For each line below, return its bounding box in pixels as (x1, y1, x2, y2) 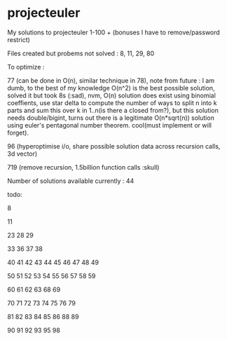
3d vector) (7, 149, 38, 158)
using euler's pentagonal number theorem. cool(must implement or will (7, 121, 212, 129)
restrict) (7, 35, 30, 43)
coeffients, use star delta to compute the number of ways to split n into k (7, 98, 217, 107)
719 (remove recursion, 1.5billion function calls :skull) (7, 163, 160, 171)
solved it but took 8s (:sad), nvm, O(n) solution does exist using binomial (7, 91, 216, 100)
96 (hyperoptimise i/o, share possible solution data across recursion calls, (7, 142, 221, 150)
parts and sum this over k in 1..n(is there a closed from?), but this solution (7, 106, 219, 114)
